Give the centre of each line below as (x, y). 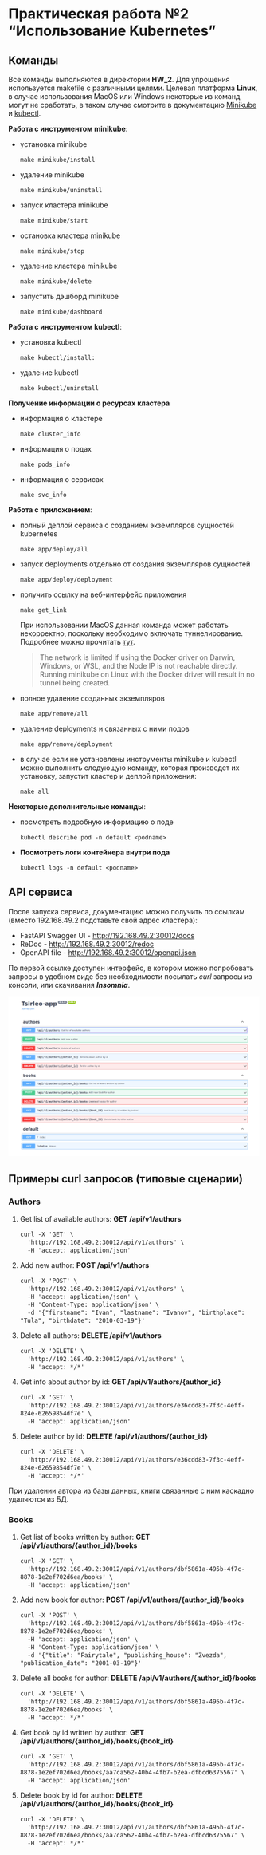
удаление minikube (52, 175)
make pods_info (45, 464)
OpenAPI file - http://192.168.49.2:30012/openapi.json (108, 952)
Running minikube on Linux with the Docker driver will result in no (147, 674)
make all (34, 791)
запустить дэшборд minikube (69, 296)
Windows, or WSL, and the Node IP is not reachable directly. (139, 666)
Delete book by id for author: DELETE (81, 1795)
